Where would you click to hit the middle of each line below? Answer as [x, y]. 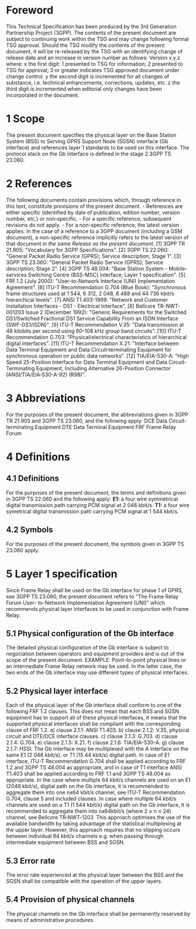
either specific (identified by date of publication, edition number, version [93, 212]
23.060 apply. [23, 550]
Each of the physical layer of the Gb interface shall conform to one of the [94, 705]
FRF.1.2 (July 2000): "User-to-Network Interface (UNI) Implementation [91, 281]
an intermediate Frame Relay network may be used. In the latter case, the [94, 666]
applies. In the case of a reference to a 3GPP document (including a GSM [94, 231]
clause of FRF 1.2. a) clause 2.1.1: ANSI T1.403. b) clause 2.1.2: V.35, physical [98, 730]
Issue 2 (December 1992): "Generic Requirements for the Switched [106, 312]
